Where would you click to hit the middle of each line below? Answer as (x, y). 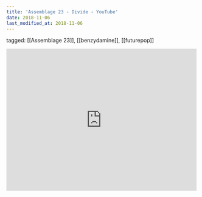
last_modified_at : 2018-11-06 (45, 23)
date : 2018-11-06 (28, 18)
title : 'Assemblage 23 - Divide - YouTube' (62, 12)
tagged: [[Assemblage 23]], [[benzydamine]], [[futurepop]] (80, 41)
